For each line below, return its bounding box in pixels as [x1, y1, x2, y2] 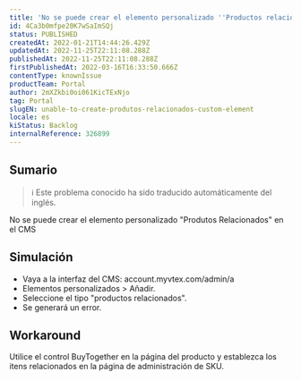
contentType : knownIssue [9, 72, 102, 80]
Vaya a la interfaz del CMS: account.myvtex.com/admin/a [21, 274, 235, 284]
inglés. [30, 197, 56, 207]
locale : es [9, 113, 50, 122]
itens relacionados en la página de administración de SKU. [9, 361, 224, 372]
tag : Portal [9, 96, 54, 106]
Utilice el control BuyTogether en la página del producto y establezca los [9, 351, 278, 362]
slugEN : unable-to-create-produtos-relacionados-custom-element [9, 105, 254, 114]
